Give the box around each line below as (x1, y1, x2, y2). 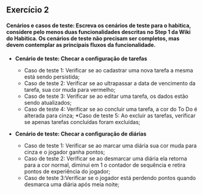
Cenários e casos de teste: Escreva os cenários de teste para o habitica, (6, 21, 191, 29)
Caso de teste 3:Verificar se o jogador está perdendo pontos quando (24, 174, 196, 181)
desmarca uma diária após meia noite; (24, 181, 120, 188)
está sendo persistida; (24, 73, 80, 80)
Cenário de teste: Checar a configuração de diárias (15, 130, 147, 137)
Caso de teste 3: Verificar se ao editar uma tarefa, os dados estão (24, 92, 189, 100)
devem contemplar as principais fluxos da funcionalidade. (6, 41, 156, 48)
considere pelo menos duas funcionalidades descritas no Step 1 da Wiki (6, 28, 191, 35)
